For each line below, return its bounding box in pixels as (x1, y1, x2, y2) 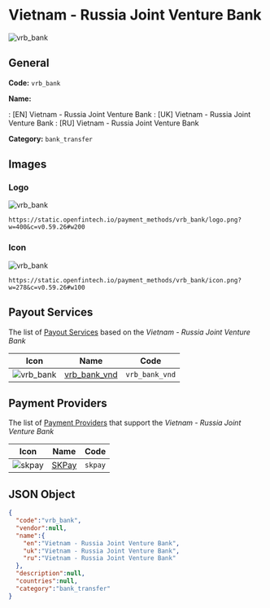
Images (8, 157, 47, 172)
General (8, 56, 50, 70)
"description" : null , (15, 570, 85, 578)
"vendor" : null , (15, 523, 67, 532)
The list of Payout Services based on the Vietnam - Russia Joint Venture (8, 327, 250, 337)
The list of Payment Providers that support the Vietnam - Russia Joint (8, 418, 242, 428)
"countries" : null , (15, 577, 79, 585)
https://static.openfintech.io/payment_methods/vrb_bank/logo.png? (8, 216, 242, 225)
